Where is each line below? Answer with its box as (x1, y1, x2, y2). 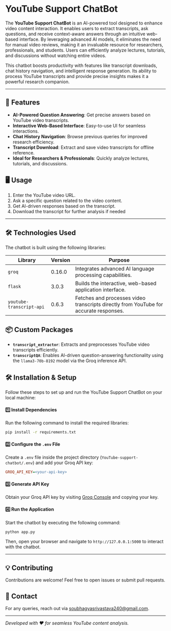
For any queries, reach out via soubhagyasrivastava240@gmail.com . (5, 605, 150, 612)
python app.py (5, 529, 36, 535)
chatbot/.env (5, 461, 33, 466)
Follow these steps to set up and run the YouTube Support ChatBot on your (5, 389, 163, 395)
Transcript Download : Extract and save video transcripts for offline (12, 144, 154, 150)
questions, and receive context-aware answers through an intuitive (5, 31, 146, 37)
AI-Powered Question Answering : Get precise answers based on (12, 112, 151, 118)
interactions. (12, 128, 39, 134)
